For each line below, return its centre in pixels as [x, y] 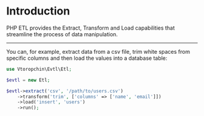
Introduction [38, 11]
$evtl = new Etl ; [28, 80]
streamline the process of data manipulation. [62, 34]
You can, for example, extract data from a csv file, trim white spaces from [98, 51]
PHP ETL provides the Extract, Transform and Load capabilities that [90, 28]
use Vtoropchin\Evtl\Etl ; [39, 69]
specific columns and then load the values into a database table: [87, 58]
